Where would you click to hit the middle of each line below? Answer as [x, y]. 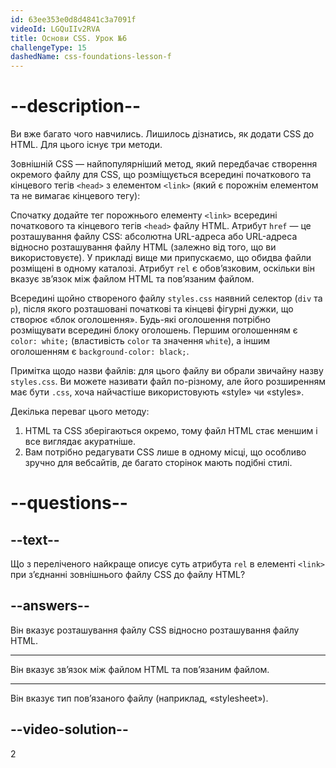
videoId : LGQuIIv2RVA [55, 29]
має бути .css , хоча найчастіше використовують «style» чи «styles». [157, 392]
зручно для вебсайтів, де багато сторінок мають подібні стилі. [158, 463]
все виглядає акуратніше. [80, 442]
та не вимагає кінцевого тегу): [75, 196]
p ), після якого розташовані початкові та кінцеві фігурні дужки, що [152, 309]
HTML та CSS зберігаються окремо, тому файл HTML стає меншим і [171, 431]
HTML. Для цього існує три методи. [86, 145]
